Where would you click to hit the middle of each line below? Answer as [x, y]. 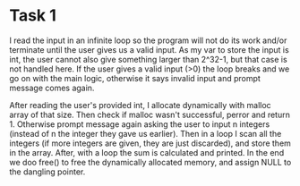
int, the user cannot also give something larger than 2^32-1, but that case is [149, 59]
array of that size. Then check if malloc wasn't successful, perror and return [150, 114]
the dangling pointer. [47, 172]
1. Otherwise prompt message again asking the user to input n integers [140, 124]
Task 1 [33, 16]
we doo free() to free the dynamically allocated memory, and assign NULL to [150, 162]
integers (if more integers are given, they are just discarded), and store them [150, 143]
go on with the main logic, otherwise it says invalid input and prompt [135, 78]
